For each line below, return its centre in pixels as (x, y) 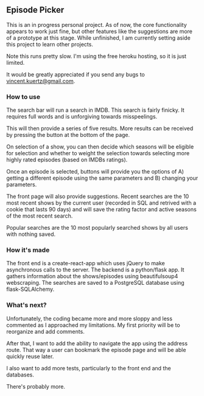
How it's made (28, 250)
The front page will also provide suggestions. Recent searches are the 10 (98, 196)
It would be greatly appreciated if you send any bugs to (76, 74)
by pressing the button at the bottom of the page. (68, 135)
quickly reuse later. (30, 356)
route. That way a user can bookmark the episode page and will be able (96, 350)
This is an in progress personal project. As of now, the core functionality (97, 24)
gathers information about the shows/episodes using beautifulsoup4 (92, 276)
